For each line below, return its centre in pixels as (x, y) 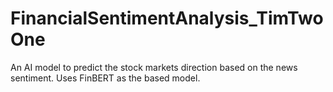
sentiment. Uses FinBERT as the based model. (105, 78)
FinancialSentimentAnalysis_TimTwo (167, 18)
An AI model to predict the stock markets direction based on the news (154, 67)
